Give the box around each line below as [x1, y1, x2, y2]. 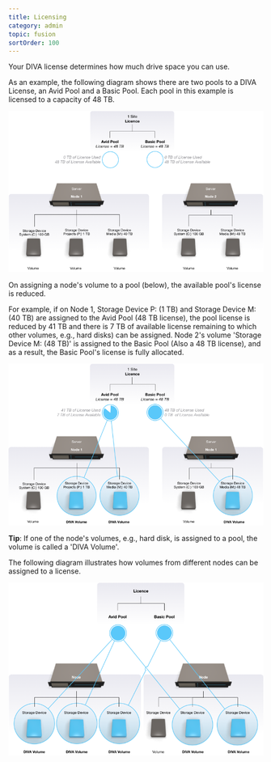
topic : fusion [8, 30, 57, 38]
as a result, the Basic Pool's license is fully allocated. [8, 348, 184, 358]
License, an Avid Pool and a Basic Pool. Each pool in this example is [8, 86, 234, 96]
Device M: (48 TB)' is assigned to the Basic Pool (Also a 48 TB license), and [8, 339, 261, 349]
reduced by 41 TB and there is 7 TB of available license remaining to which [8, 322, 257, 332]
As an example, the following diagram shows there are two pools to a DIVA [8, 78, 257, 87]
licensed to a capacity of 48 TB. [8, 95, 115, 104]
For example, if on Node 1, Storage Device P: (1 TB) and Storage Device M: [8, 304, 256, 315]
